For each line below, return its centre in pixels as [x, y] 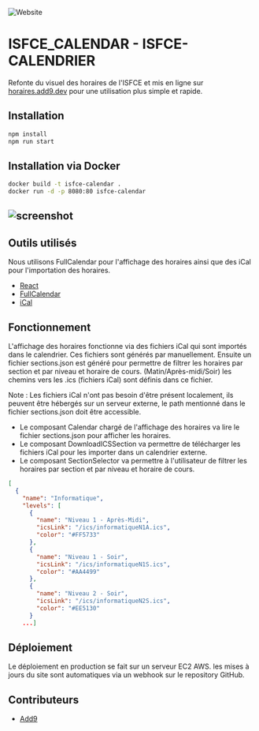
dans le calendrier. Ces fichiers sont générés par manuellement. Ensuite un [130, 354]
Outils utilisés [43, 243]
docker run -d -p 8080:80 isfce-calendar [77, 192]
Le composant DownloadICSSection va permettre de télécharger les [130, 444]
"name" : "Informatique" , [63, 498]
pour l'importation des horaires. [59, 270]
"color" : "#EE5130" [68, 608]
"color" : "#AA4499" [68, 572]
